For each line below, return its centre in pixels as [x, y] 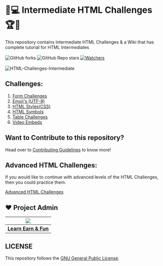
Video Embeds [27, 122]
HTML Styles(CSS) [31, 106]
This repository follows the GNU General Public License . [62, 258]
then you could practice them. [36, 182]
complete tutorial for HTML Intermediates [47, 47]
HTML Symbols [28, 111]
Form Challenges [30, 96]
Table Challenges [30, 117]
